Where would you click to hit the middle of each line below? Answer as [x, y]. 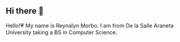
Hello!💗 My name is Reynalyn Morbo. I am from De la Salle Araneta [90, 25]
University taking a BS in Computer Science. [62, 32]
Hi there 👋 [25, 11]
